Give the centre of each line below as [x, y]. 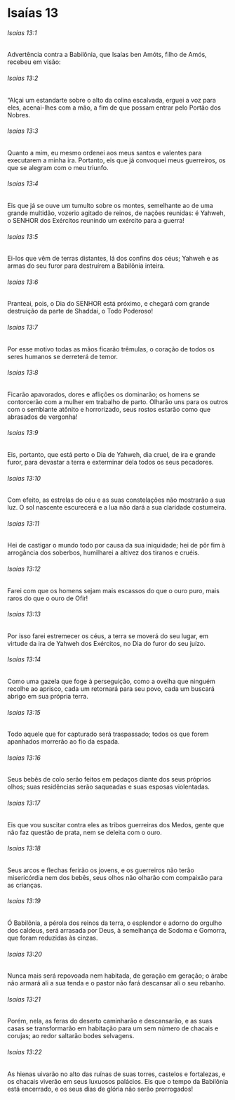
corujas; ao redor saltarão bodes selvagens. [71, 1036]
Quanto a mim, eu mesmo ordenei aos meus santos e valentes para [105, 153]
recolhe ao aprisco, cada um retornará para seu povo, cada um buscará [111, 689]
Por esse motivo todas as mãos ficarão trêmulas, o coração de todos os [111, 349]
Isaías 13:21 [24, 999]
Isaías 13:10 [24, 478]
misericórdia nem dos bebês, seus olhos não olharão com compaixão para [115, 877]
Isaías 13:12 [24, 569]
